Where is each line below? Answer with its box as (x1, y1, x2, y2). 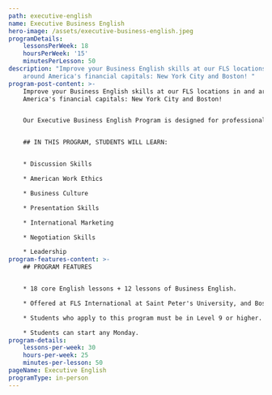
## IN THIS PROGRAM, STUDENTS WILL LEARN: (23, 139, 168, 147)
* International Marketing (23, 218, 114, 227)
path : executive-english (8, 11, 92, 20)
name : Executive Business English (8, 19, 125, 28)
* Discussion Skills (23, 160, 92, 169)
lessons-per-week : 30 (23, 344, 96, 352)
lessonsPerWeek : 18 (23, 42, 89, 50)
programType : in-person (8, 374, 89, 382)
